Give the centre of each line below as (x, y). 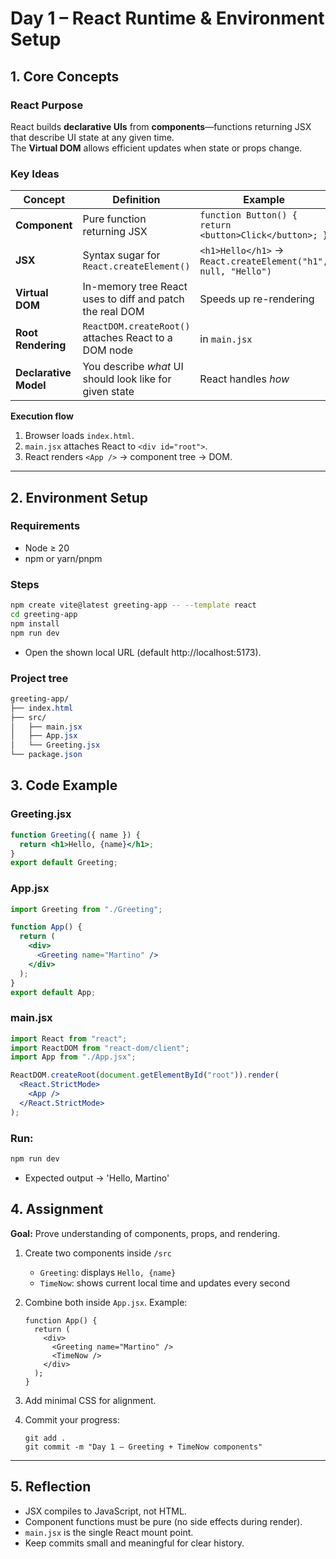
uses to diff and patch (133, 299)
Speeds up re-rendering (257, 299)
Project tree (39, 678)
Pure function (114, 219)
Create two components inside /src (98, 1253)
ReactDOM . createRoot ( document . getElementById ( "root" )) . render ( (145, 1075)
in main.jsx (226, 339)
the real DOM (113, 312)
